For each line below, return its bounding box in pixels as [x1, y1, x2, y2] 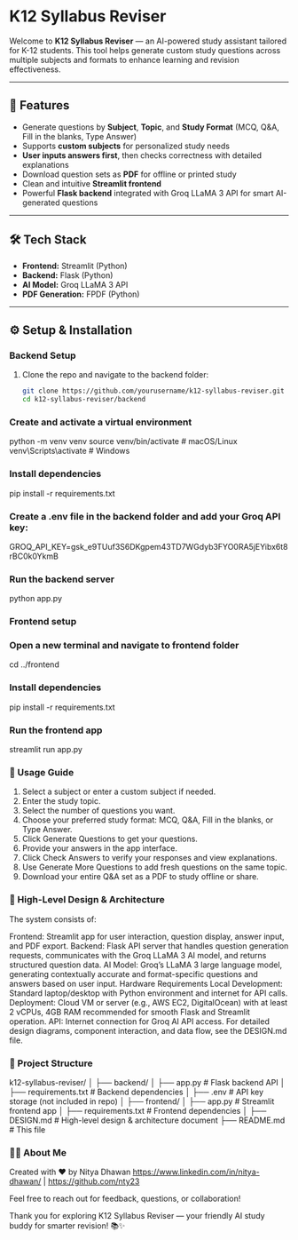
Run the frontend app [9, 724, 103, 736]
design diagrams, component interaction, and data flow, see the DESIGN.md [9, 1025, 287, 1036]
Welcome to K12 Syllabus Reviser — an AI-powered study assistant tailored [9, 36, 287, 46]
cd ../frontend [9, 659, 59, 670]
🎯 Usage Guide [9, 766, 74, 778]
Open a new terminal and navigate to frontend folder [9, 640, 239, 652]
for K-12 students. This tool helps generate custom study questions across [9, 44, 281, 55]
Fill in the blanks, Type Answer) [21, 131, 137, 141]
